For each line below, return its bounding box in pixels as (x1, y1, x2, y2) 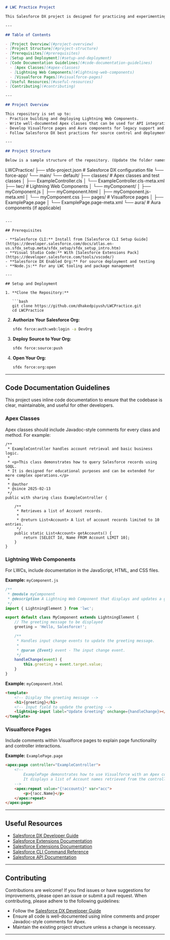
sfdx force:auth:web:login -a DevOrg (12, 327, 93, 332)
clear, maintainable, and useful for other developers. (5, 402, 114, 408)
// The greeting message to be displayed (14, 620, 103, 625)
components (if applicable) (5, 205, 62, 211)
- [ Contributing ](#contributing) (5, 84, 76, 89)
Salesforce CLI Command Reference (12, 849, 89, 855)
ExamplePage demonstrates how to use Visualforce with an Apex (23, 772, 159, 777)
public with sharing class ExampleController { (5, 495, 108, 500)
